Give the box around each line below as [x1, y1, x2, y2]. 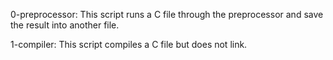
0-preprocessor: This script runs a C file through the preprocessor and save [10, 9, 324, 20]
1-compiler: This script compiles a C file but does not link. [10, 39, 248, 50]
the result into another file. [10, 19, 120, 31]
